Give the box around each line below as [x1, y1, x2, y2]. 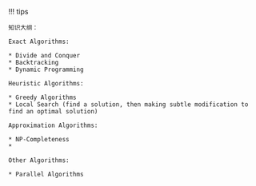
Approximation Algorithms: [8, 121, 98, 129]
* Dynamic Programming [8, 65, 84, 73]
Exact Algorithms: [8, 38, 70, 46]
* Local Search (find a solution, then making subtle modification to [8, 101, 249, 109]
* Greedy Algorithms [8, 93, 78, 101]
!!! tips [8, 7, 29, 16]
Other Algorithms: [8, 156, 70, 164]
